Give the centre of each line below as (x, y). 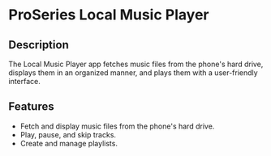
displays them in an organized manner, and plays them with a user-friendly (133, 73)
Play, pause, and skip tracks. (68, 134)
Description (39, 45)
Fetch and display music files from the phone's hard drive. (117, 126)
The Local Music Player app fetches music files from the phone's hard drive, (136, 64)
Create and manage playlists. (69, 143)
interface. (24, 81)
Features (31, 107)
